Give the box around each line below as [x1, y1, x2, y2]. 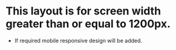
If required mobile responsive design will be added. [14, 37, 143, 44]
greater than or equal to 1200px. [5, 17, 171, 31]
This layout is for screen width [5, 4, 161, 18]
